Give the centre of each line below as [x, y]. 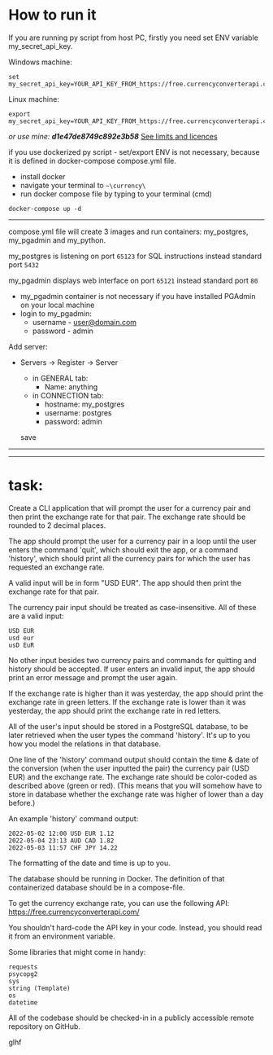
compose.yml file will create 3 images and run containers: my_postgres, [128, 231]
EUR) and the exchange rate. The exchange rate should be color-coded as [133, 776]
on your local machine [57, 305]
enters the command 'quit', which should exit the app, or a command [123, 549]
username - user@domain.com [84, 322]
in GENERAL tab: [60, 378]
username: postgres [78, 412]
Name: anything [71, 387]
